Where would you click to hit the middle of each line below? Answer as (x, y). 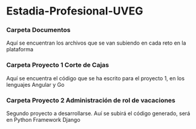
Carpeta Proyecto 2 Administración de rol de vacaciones (91, 100)
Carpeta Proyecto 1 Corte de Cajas (58, 65)
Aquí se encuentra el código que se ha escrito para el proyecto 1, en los (96, 78)
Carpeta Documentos (38, 30)
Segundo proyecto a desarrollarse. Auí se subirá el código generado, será (98, 113)
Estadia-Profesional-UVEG (75, 11)
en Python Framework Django (43, 120)
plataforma (20, 49)
